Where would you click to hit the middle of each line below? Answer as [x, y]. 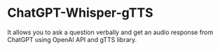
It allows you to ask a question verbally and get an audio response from [110, 32]
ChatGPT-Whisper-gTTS [80, 13]
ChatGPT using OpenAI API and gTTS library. [72, 39]
